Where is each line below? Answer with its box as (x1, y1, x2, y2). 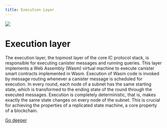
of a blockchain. (5, 108, 38, 114)
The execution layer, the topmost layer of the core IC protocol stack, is (5, 54, 149, 60)
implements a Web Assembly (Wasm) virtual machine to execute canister (5, 65, 155, 71)
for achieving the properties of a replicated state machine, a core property (5, 102, 158, 108)
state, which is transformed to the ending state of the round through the (5, 86, 153, 92)
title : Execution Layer (5, 7, 55, 12)
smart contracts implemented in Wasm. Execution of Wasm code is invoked (5, 70, 160, 76)
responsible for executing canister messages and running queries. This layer (5, 60, 162, 66)
